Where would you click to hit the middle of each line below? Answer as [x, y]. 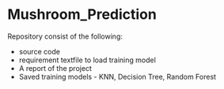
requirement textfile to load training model [87, 60]
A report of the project [55, 68]
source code [40, 51]
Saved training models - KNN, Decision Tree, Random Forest [118, 76]
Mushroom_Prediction [82, 15]
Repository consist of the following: [65, 36]
